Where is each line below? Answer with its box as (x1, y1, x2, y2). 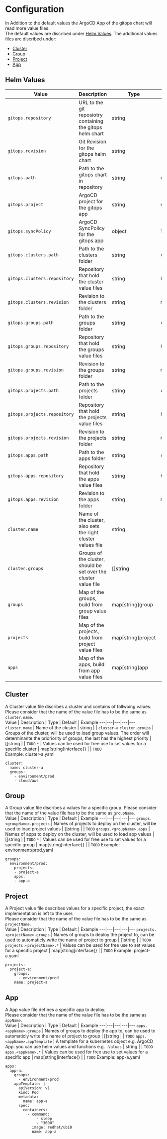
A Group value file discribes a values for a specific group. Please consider (5, 805, 157, 811)
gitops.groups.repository (7, 343, 69, 349)
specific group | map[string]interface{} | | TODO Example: (5, 842, 120, 848)
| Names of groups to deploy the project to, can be (51, 932, 155, 938)
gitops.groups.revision (7, 367, 64, 373)
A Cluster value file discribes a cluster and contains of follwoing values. (5, 703, 152, 709)
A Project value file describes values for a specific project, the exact (5, 905, 145, 911)
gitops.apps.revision (7, 496, 59, 502)
